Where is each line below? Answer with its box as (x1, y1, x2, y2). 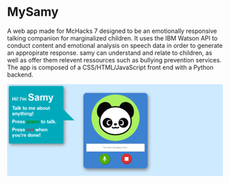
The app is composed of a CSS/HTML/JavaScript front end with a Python (7, 63, 214, 71)
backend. (7, 70, 34, 79)
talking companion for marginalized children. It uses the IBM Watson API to (7, 34, 218, 42)
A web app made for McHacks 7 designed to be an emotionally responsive (7, 27, 218, 35)
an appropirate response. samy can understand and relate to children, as (7, 49, 212, 57)
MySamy (7, 4, 59, 20)
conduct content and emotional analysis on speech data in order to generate (7, 41, 223, 49)
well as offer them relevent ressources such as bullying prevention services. (7, 56, 222, 64)
